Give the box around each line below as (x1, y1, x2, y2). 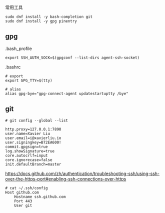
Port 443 (14, 198, 32, 203)
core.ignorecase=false (5, 157, 52, 162)
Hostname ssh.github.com (14, 194, 66, 199)
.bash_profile (5, 45, 32, 51)
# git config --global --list (5, 118, 68, 123)
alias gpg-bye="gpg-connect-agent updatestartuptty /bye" (5, 91, 128, 96)
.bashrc (5, 64, 21, 70)
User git (14, 203, 32, 208)
